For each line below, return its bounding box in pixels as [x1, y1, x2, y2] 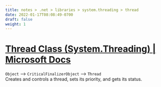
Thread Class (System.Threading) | [5, 43, 156, 55]
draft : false [5, 17, 33, 22]
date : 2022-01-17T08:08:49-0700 [5, 12, 73, 17]
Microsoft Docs [5, 54, 71, 66]
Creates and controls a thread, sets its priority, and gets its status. [5, 76, 142, 82]
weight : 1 [5, 21, 26, 27]
